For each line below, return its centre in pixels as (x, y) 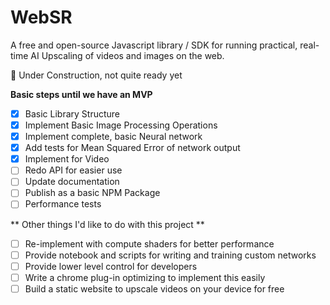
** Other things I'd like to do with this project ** (107, 224)
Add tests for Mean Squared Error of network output (132, 148)
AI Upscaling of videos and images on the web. (127, 55)
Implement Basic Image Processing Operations (121, 125)
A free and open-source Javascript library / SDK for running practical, (154, 45)
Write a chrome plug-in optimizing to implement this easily (145, 277)
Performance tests (63, 204)
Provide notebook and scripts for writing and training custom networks (170, 255)
